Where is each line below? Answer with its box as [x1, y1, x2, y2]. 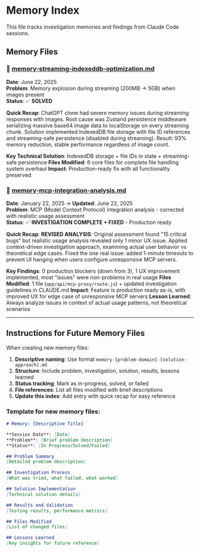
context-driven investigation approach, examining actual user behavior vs [6, 243, 187, 250]
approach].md [14, 361, 48, 368]
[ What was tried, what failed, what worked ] [6, 475, 118, 481]
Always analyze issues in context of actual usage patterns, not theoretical [6, 299, 187, 306]
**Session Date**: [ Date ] [6, 431, 70, 438]
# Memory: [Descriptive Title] [6, 421, 84, 427]
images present [6, 91, 45, 98]
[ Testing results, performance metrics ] [6, 507, 108, 514]
